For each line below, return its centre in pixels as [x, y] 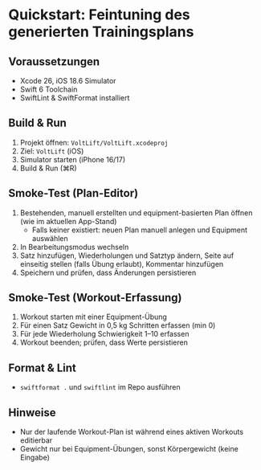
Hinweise [32, 413]
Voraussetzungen [54, 61]
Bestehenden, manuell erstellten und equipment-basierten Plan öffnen [136, 213]
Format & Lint [42, 368]
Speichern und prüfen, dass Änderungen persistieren [108, 272]
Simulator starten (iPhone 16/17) [73, 159]
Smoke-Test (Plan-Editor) [73, 193]
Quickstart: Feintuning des [99, 15]
